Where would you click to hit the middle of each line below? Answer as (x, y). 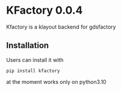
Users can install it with (35, 59)
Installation (28, 45)
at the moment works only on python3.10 (56, 81)
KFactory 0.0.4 (45, 10)
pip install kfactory (33, 71)
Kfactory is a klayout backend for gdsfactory (61, 27)
